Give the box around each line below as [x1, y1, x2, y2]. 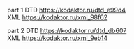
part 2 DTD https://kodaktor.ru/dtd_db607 [7, 27, 127, 35]
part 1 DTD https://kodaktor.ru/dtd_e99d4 [7, 6, 126, 14]
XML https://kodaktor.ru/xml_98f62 [7, 13, 108, 21]
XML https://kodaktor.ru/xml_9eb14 [7, 34, 108, 42]
